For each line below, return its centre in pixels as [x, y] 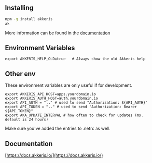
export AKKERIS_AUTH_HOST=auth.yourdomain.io [51, 98]
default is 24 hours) [27, 120]
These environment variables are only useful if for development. [69, 85]
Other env [20, 74]
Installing [19, 8]
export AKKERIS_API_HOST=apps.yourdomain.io [50, 94]
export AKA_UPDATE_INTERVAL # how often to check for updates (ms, [74, 115]
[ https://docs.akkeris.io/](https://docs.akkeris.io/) [54, 155]
